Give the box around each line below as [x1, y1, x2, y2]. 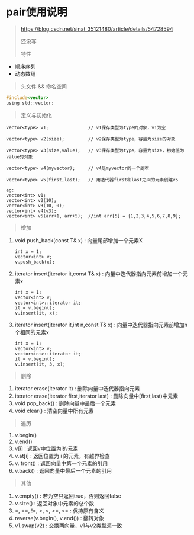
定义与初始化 [20, 111, 52, 118]
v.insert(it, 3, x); [14, 361, 66, 367]
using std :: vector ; [6, 100, 54, 106]
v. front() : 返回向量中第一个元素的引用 [14, 460, 108, 467]
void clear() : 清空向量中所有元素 [14, 407, 94, 414]
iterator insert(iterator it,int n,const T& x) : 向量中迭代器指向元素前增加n [14, 321, 188, 328]
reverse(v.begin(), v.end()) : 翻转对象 [14, 514, 105, 521]
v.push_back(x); [14, 259, 55, 265]
